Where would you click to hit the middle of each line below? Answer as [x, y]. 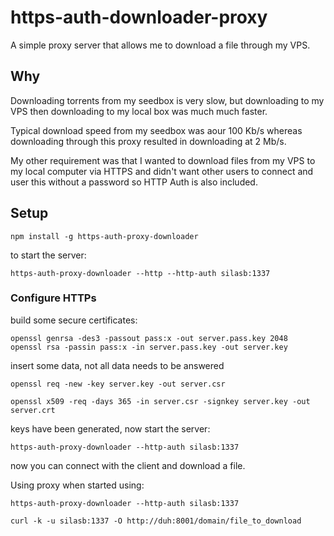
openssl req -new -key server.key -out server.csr [118, 384]
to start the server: [48, 255]
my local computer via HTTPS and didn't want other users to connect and [162, 171]
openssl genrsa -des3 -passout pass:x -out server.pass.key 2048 [149, 338]
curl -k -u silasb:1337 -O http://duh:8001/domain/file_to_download [156, 521]
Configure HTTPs [53, 298]
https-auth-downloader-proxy [139, 17]
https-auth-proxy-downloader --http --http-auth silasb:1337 [140, 273]
